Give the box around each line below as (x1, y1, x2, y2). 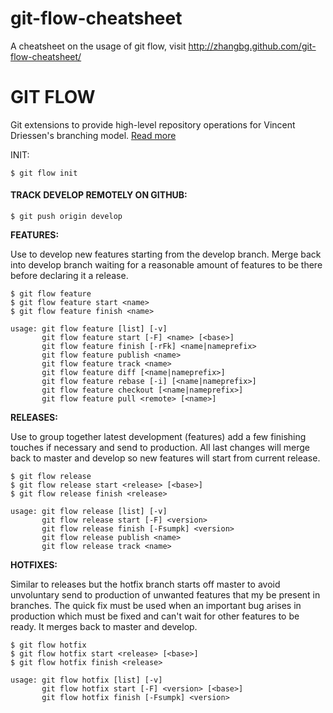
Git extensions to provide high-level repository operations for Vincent (10, 118, 296, 131)
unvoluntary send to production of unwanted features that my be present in (10, 589, 321, 601)
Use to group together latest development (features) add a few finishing (10, 431, 307, 443)
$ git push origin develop (10, 212, 123, 222)
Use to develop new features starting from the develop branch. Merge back (10, 248, 322, 261)
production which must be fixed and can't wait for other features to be (10, 610, 300, 622)
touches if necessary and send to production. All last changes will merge (10, 442, 310, 454)
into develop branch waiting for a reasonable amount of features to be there (10, 259, 323, 271)
